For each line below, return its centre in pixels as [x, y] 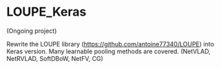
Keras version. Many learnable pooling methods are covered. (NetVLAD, [108, 51]
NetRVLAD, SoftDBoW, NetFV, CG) [55, 58]
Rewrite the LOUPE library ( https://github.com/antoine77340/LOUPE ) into [110, 44]
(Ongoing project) [32, 31]
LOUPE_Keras [46, 12]
